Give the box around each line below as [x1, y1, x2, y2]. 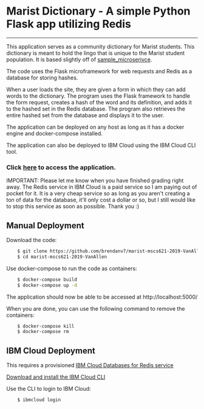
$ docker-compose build [17, 276, 78, 283]
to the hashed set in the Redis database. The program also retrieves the [6, 105, 186, 112]
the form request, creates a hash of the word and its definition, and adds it [6, 98, 192, 106]
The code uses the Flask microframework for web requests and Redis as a [6, 67, 192, 75]
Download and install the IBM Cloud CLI [6, 373, 106, 380]
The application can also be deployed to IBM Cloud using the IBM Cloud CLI [6, 141, 196, 149]
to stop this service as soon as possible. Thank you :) [6, 203, 140, 210]
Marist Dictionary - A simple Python [6, 4, 191, 18]
